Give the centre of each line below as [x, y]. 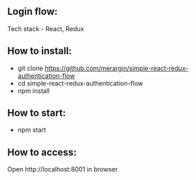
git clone [30, 68]
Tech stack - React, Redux [46, 28]
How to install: [40, 51]
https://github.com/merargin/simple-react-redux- [117, 68]
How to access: [42, 152]
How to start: [36, 113]
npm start [31, 130]
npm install [34, 91]
